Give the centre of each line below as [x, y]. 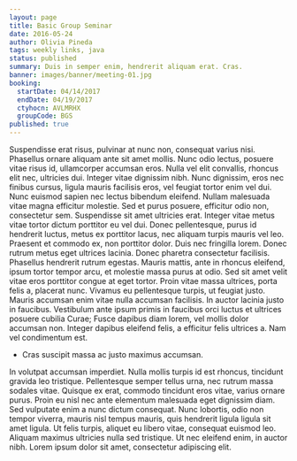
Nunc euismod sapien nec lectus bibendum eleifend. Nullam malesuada [140, 196]
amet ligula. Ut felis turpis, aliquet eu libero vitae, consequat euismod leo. [143, 428]
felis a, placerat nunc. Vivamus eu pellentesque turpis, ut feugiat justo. [137, 290]
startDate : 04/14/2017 [59, 91]
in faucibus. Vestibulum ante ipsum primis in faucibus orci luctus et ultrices [145, 309]
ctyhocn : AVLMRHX [49, 108]
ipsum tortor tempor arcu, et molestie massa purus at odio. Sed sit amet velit [148, 272]
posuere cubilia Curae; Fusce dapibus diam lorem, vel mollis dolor [129, 319]
